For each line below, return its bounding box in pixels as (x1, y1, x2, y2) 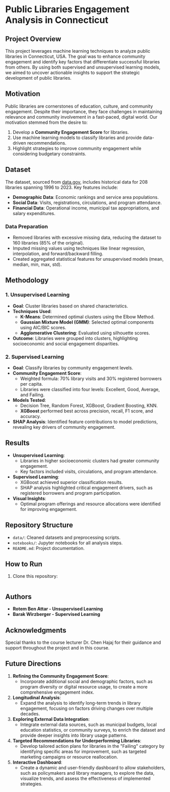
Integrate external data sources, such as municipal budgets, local (20, 721, 157, 728)
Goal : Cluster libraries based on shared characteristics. (12, 303, 128, 309)
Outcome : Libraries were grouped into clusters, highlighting (12, 335, 138, 341)
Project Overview (5, 35, 61, 43)
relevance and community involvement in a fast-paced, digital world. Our (5, 114, 158, 120)
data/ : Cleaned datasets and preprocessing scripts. (12, 534, 121, 540)
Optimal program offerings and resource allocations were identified (20, 501, 161, 507)
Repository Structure (5, 521, 74, 530)
